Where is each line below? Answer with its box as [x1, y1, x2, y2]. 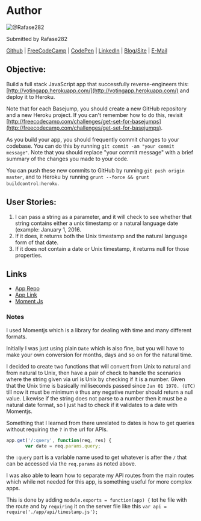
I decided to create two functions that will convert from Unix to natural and [6, 362, 191, 370]
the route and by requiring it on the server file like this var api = [6, 503, 167, 510]
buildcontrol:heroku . [6, 179, 60, 187]
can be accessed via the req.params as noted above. [6, 460, 137, 467]
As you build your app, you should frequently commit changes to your [6, 136, 179, 143]
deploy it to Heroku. [6, 93, 55, 100]
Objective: [6, 65, 46, 75]
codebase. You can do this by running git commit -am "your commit [6, 142, 175, 150]
